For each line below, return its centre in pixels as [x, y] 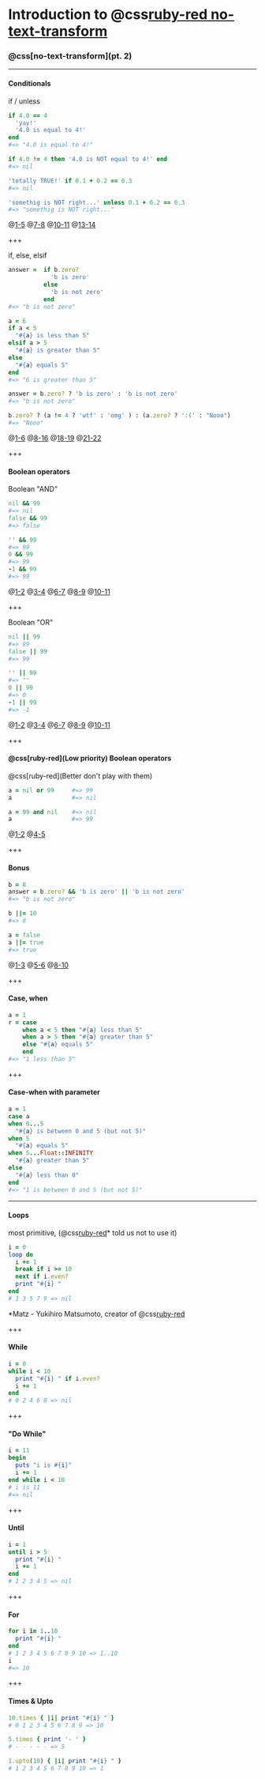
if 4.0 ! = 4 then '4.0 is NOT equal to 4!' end [88, 160]
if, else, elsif [28, 255]
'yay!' [26, 123]
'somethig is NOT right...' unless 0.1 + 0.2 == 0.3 [97, 202]
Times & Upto [31, 1702]
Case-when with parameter [54, 1092]
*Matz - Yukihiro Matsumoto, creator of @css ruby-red [97, 1314]
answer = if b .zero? [44, 270]
